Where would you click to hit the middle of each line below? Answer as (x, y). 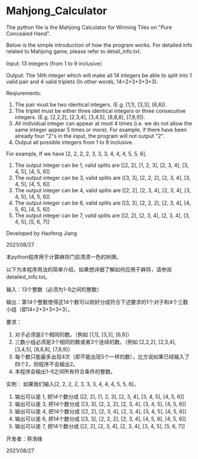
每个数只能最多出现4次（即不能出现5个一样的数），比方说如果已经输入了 (102, 357)
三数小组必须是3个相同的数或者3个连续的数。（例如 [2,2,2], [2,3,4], (95, 342)
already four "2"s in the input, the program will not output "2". (90, 136)
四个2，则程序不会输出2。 (46, 364)
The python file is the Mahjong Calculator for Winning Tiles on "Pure (89, 27)
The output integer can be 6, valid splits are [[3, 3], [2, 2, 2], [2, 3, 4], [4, (103, 203)
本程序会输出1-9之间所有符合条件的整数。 (65, 371)
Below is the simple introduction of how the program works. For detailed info (99, 45)
